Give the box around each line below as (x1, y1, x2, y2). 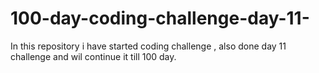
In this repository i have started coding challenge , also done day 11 (10, 40, 287, 52)
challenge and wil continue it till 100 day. (10, 50, 177, 62)
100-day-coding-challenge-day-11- (10, 7, 310, 30)
